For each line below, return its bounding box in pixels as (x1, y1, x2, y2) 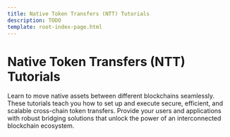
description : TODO (7, 17, 61, 24)
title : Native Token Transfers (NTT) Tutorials (7, 10, 150, 18)
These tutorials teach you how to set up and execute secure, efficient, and (7, 99, 224, 107)
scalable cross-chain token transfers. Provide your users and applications (7, 107, 222, 115)
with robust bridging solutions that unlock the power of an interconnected (7, 114, 222, 123)
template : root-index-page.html (7, 23, 102, 30)
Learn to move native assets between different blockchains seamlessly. (7, 92, 215, 100)
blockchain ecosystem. (7, 122, 75, 130)
